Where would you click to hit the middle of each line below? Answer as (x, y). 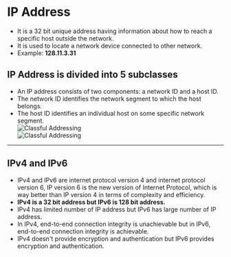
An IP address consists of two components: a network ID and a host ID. (118, 91)
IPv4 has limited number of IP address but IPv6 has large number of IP (117, 209)
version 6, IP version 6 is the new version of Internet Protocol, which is (117, 187)
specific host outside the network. (65, 38)
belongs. (30, 106)
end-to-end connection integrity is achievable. (83, 231)
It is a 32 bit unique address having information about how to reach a (114, 31)
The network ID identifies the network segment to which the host (109, 99)
